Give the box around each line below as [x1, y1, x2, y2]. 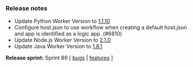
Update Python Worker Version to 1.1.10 [14, 18, 111, 25]
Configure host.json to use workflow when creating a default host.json [14, 24, 187, 31]
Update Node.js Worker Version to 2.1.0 [14, 37, 111, 44]
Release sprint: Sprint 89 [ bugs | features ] [5, 55, 114, 62]
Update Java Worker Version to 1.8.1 [14, 43, 102, 50]
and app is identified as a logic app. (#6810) [14, 30, 123, 37]
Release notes [5, 4, 48, 12]
